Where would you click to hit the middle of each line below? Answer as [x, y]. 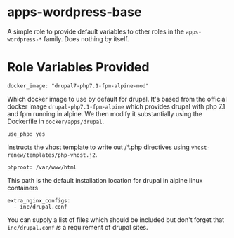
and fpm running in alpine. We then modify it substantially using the [105, 113]
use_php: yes [26, 134]
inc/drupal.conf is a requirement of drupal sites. [78, 227]
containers [23, 188]
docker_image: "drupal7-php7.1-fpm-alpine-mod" [78, 86]
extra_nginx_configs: [39, 200]
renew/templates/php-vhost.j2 [52, 155]
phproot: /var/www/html [42, 167]
